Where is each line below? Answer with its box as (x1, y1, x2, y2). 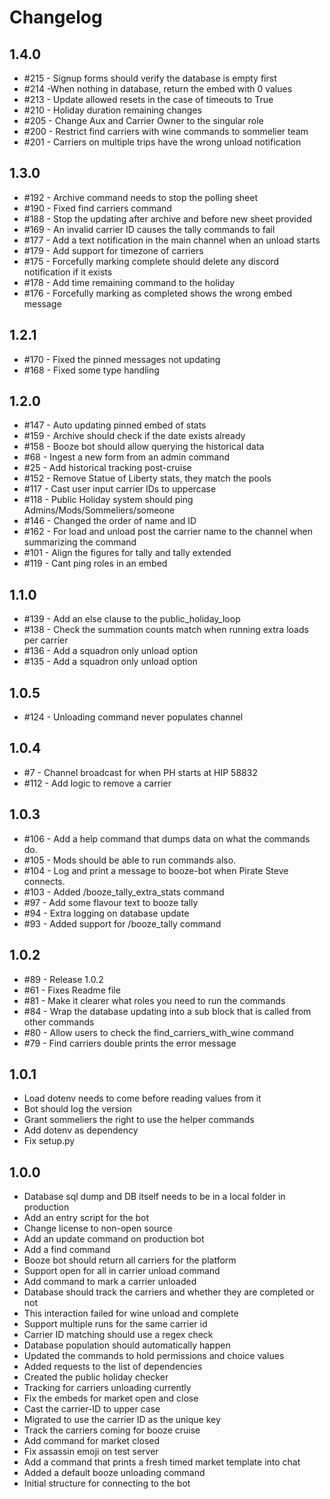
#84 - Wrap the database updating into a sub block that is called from (23, 1005, 312, 1017)
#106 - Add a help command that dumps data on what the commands (23, 832, 311, 845)
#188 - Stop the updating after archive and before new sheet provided (23, 212, 313, 225)
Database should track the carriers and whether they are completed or (23, 1286, 315, 1298)
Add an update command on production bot (23, 1233, 205, 1245)
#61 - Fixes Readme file (23, 984, 121, 996)
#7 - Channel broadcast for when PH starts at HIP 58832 (23, 766, 258, 778)
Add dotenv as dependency (23, 1124, 139, 1136)
